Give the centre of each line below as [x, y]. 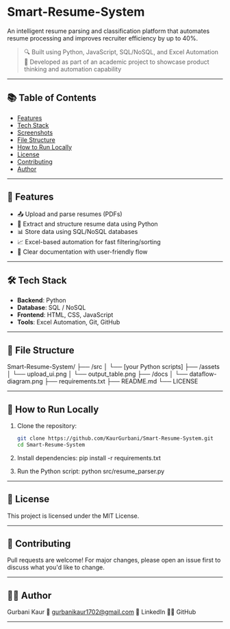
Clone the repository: [47, 426]
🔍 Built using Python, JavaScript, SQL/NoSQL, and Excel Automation [121, 51]
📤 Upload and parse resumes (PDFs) [69, 214]
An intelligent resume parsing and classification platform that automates [108, 31]
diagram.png [25, 381]
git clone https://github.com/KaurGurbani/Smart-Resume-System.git [115, 438]
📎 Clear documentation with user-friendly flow [82, 252]
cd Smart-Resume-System [51, 444]
